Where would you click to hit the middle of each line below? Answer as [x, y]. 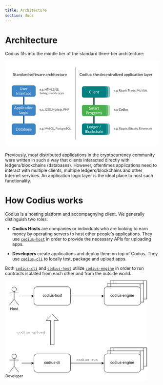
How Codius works [44, 201]
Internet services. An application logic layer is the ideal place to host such [79, 175]
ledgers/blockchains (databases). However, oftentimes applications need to [81, 165]
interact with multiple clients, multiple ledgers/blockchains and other [74, 170]
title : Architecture [26, 10]
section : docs [20, 15]
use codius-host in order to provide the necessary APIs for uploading [81, 239]
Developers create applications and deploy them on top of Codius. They [85, 253]
